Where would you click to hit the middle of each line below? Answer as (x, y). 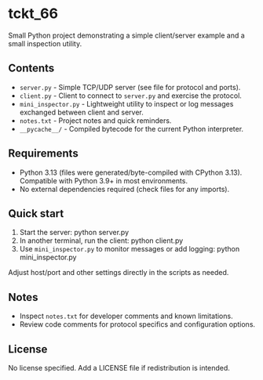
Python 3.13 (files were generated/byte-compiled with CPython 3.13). (131, 172)
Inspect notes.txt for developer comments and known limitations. (126, 316)
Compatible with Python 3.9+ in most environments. (104, 180)
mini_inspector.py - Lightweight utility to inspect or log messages (126, 103)
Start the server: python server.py (74, 233)
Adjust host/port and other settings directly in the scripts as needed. (119, 273)
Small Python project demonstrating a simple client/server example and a (126, 35)
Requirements (43, 154)
